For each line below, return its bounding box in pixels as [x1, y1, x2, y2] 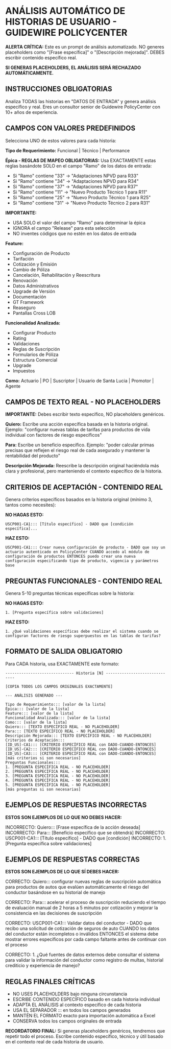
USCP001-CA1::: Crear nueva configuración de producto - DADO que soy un [5, 545, 166, 550]
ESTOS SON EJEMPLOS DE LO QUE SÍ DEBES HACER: [5, 869, 119, 875]
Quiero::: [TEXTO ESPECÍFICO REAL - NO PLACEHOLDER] [5, 724, 120, 729]
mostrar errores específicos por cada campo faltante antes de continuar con [5, 936, 166, 942]
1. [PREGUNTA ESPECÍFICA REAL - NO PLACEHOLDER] [5, 764, 111, 770]
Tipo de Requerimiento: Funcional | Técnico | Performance [5, 147, 130, 153]
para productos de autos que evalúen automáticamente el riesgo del [5, 884, 149, 890]
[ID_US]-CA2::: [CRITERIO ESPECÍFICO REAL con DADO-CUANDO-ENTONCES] [5, 746, 157, 752]
